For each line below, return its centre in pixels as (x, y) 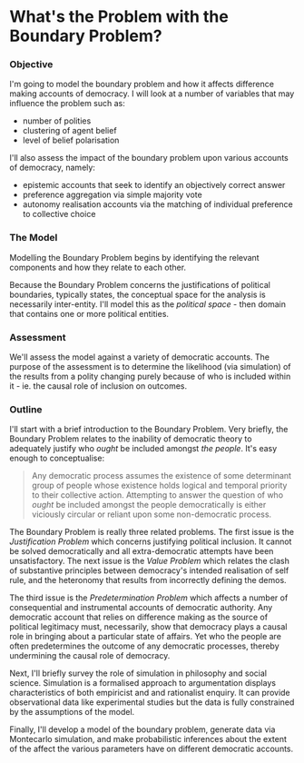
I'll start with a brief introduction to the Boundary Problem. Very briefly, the (149, 430)
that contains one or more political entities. (89, 313)
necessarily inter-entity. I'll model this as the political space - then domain (147, 304)
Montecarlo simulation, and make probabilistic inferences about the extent (148, 739)
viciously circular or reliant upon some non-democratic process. (152, 514)
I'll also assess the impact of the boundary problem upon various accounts (149, 158)
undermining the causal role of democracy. (90, 656)
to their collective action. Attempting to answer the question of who (157, 495)
